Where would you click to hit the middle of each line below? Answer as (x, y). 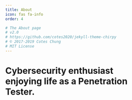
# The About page (23, 28)
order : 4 (14, 19)
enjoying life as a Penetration (66, 81)
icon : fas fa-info (24, 14)
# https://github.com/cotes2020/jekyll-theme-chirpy (61, 37)
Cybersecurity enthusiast (59, 71)
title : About (19, 10)
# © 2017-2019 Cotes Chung (33, 42)
